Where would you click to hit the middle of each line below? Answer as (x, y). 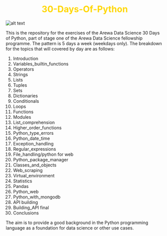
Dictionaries (25, 96)
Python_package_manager (41, 159)
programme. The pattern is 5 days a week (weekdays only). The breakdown (84, 43)
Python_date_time (31, 138)
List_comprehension (34, 122)
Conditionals (26, 101)
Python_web (26, 191)
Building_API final (31, 207)
